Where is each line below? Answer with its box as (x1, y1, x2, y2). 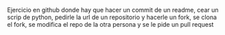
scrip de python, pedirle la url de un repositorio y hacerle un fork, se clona (7, 13, 217, 21)
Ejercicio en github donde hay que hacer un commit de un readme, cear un (7, 6, 219, 14)
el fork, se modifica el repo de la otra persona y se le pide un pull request (7, 21, 214, 28)
